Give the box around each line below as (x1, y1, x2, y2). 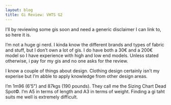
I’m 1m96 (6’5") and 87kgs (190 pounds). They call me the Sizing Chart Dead (5, 83, 166, 89)
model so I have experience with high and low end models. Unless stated (5, 52, 159, 59)
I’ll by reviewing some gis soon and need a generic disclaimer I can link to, (5, 26, 162, 32)
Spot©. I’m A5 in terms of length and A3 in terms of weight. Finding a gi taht (5, 88, 165, 94)
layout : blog (5, 7, 33, 13)
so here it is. (5, 32, 32, 38)
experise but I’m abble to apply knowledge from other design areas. (5, 73, 148, 79)
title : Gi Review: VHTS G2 (5, 12, 63, 17)
